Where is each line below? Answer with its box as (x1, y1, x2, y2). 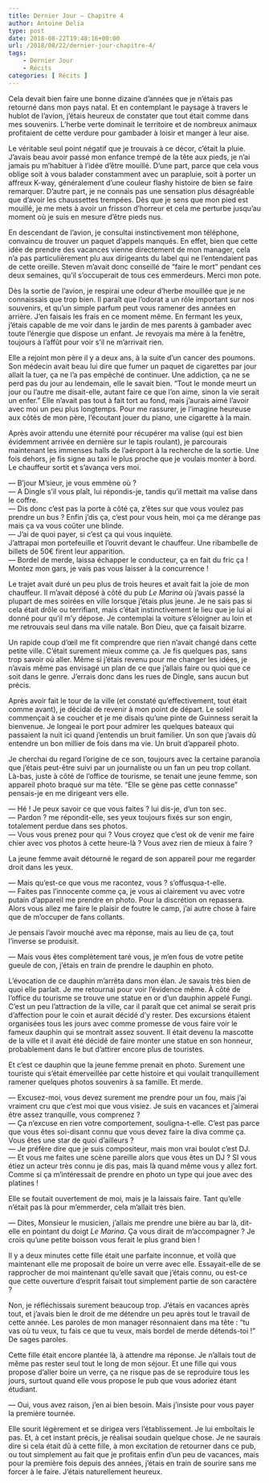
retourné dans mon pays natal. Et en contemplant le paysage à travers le (8, 102, 248, 112)
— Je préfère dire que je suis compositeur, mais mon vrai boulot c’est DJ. (8, 1143, 251, 1153)
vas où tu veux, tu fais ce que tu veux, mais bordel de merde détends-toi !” (8, 1325, 255, 1336)
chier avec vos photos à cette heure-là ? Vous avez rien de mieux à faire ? (8, 838, 253, 847)
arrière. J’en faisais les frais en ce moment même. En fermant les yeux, (8, 311, 243, 321)
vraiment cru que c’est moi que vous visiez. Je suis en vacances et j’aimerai (8, 1101, 259, 1110)
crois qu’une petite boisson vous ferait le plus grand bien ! (8, 1234, 201, 1244)
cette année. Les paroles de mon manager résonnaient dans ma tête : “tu (8, 1317, 250, 1327)
